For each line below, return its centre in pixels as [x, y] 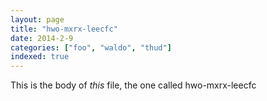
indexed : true [40, 57]
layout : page [37, 19]
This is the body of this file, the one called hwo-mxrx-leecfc [133, 85]
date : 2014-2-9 [42, 38]
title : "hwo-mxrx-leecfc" [64, 29]
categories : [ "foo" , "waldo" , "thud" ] [91, 47]
